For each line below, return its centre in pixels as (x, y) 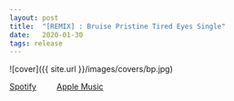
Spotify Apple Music (56, 86)
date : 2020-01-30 (46, 35)
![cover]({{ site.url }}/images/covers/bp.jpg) (91, 69)
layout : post (34, 18)
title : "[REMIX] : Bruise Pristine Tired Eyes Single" (117, 26)
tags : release (36, 43)
